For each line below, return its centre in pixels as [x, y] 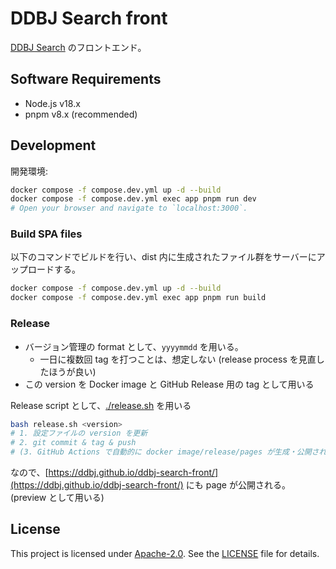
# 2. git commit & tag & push [73, 443]
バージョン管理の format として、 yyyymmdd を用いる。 [134, 346]
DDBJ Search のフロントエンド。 [78, 47]
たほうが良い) [68, 371]
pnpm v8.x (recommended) [81, 114]
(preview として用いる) [57, 498]
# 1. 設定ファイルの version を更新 [79, 433]
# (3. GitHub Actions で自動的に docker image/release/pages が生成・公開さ [165, 452]
